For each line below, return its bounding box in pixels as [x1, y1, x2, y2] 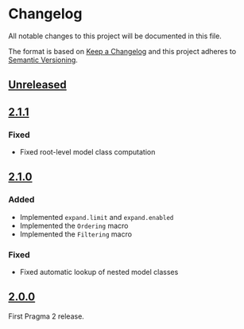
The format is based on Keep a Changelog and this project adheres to [8, 46, 237, 56]
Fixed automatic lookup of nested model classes [19, 268, 179, 276]
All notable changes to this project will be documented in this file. [8, 31, 223, 41]
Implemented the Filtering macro [19, 229, 133, 239]
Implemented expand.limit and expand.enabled [19, 212, 174, 221]
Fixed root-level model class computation [19, 147, 156, 157]
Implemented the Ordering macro [19, 221, 129, 230]
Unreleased [8, 78, 68, 92]
